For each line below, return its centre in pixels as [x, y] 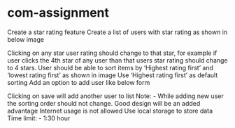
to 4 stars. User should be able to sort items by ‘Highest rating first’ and [110, 67]
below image [26, 39]
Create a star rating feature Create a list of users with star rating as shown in [117, 32]
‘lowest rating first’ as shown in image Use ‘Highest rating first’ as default [113, 75]
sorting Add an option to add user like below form [79, 82]
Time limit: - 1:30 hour [39, 118]
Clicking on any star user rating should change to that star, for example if [112, 53]
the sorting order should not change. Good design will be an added [104, 103]
